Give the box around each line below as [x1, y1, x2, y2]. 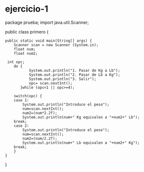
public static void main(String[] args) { [5, 38, 92, 43]
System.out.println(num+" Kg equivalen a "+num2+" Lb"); [22, 115, 140, 120]
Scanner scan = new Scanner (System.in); [14, 42, 98, 47]
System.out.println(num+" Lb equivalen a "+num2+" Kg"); [22, 140, 140, 145]
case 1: [14, 98, 29, 103]
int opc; [7, 59, 25, 64]
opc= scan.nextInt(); [29, 81, 73, 86]
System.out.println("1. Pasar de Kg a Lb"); [29, 68, 120, 73]
